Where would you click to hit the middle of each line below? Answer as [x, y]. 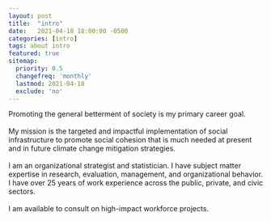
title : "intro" [36, 23]
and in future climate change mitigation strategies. [92, 149]
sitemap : [23, 62]
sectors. [22, 192]
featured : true [34, 53]
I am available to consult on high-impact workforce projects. [108, 209]
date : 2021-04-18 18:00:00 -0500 [68, 31]
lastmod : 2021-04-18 [50, 83]
